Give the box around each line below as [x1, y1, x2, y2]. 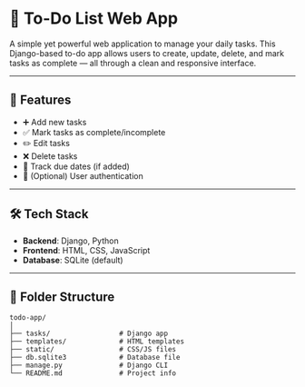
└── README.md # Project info [9, 369, 177, 378]
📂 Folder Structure [9, 289, 115, 304]
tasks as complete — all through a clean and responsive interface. [9, 57, 257, 68]
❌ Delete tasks [22, 150, 78, 162]
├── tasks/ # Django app [9, 329, 169, 339]
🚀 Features [9, 93, 72, 108]
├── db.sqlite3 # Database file [9, 353, 181, 362]
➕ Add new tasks [22, 116, 87, 127]
